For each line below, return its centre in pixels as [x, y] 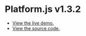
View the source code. [36, 28]
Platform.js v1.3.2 [43, 9]
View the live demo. [33, 23]
